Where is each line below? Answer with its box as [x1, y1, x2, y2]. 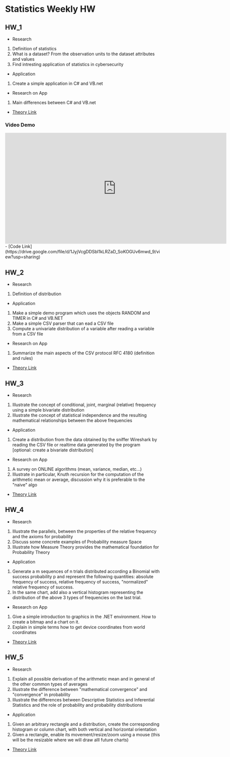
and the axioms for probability [12, 533, 73, 539]
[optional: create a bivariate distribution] [12, 447, 94, 453]
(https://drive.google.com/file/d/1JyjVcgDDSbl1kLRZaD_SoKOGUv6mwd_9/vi [5, 249, 160, 255]
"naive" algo [12, 482, 38, 487]
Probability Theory [12, 549, 50, 555]
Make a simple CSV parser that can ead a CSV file [12, 320, 114, 326]
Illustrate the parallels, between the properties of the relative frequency [12, 528, 157, 534]
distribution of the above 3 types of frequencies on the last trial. [12, 594, 142, 600]
